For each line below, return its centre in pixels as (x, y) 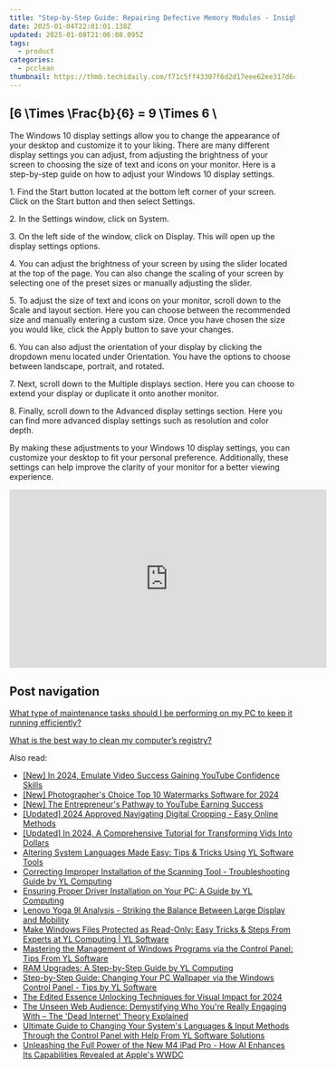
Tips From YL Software (65, 958)
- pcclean (36, 69)
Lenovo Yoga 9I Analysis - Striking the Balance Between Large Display (154, 910)
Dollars (36, 843)
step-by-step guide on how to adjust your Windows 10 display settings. (142, 174)
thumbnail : (30, 77)
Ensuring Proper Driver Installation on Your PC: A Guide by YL (138, 891)
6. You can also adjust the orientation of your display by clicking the (136, 346)
